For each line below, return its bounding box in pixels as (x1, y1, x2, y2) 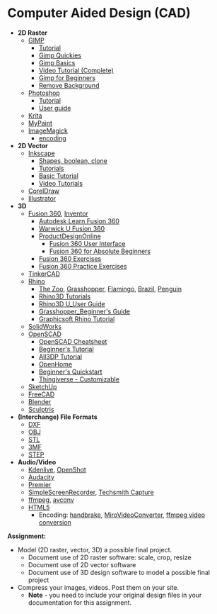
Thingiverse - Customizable (38, 374, 120, 384)
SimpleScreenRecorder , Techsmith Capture (28, 488, 154, 496)
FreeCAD (28, 390, 55, 398)
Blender (28, 397, 52, 406)
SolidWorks (28, 322, 62, 330)
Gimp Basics (38, 58, 76, 67)
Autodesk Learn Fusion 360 (38, 216, 120, 225)
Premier (28, 480, 52, 489)
